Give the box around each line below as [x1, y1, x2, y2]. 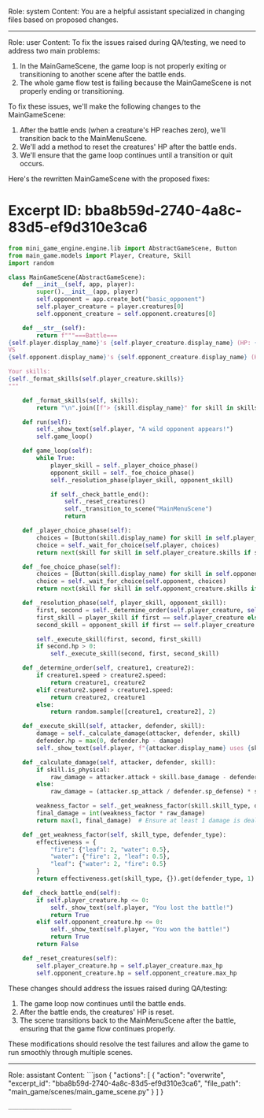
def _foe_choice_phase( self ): [22, 563, 122, 570]
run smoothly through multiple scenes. [8, 1047, 134, 1057]
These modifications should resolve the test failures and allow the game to [8, 1039, 249, 1049]
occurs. [19, 159, 45, 168]
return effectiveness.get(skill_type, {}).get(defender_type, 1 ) [36, 875, 255, 883]
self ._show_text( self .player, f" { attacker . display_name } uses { [36, 744, 251, 752]
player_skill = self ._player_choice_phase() [49, 461, 199, 470]
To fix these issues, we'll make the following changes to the [8, 102, 201, 111]
